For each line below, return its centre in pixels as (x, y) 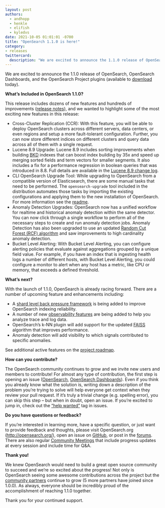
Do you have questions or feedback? (43, 415)
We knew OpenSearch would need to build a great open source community (81, 465)
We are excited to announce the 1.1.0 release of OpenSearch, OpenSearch (80, 74)
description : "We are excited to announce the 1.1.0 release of (77, 60)
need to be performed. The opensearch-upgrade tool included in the (80, 186)
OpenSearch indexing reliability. (44, 309)
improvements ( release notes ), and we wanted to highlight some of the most (82, 109)
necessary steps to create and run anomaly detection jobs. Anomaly (81, 223)
